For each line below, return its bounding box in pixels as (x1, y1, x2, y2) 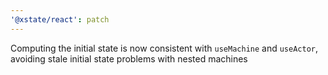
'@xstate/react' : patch (10, 14, 110, 25)
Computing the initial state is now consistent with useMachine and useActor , (10, 42, 319, 54)
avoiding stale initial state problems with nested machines (10, 52, 248, 65)
